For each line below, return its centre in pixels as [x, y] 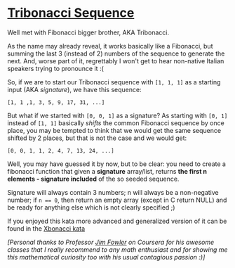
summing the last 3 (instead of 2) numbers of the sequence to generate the [116, 53]
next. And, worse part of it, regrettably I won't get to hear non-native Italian [116, 60]
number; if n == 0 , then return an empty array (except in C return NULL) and [117, 200]
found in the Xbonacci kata [46, 228]
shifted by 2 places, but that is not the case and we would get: [97, 138]
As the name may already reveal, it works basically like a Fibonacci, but [110, 46]
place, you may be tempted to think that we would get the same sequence [114, 130]
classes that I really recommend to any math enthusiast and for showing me [117, 249]
